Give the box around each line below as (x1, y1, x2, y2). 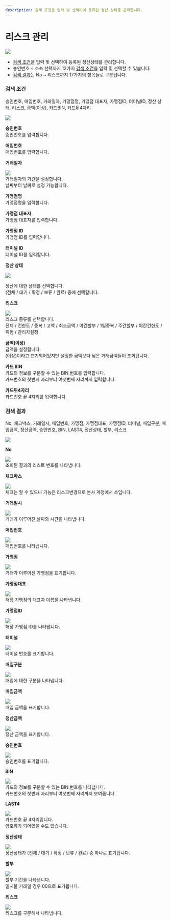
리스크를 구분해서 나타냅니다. (5, 910, 63, 916)
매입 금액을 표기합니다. (5, 704, 51, 710)
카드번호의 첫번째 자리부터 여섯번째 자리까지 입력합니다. (5, 376, 116, 382)
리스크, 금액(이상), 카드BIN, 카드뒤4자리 (12, 105, 91, 111)
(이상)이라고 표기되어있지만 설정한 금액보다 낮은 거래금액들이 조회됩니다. (5, 352, 150, 359)
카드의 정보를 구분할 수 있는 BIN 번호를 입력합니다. (5, 370, 106, 376)
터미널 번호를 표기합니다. (5, 650, 55, 657)
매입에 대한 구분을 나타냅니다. (5, 678, 64, 684)
